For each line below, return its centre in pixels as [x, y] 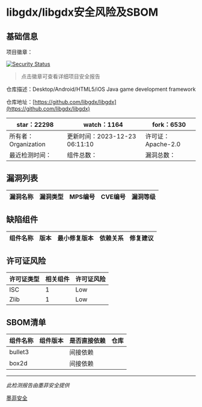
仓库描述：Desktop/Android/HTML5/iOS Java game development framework [101, 89]
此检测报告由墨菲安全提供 [38, 385]
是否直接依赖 [88, 341]
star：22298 [35, 125]
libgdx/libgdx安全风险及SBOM [82, 12]
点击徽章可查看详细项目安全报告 [60, 76]
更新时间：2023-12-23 [102, 136]
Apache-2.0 [163, 144]
